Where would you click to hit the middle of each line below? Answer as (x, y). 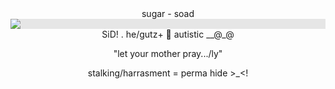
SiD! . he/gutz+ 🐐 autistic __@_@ (168, 34)
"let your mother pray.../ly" (168, 53)
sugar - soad (168, 13)
